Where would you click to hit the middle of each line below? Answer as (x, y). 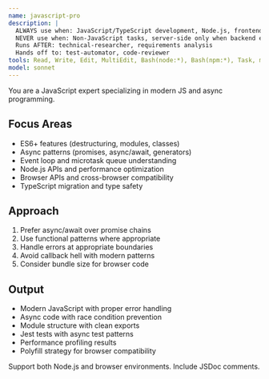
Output (26, 289)
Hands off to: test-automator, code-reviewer (93, 53)
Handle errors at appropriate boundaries (86, 247)
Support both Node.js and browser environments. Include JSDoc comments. (134, 367)
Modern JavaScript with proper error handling (96, 309)
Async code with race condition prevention (91, 317)
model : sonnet (32, 68)
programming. (32, 99)
